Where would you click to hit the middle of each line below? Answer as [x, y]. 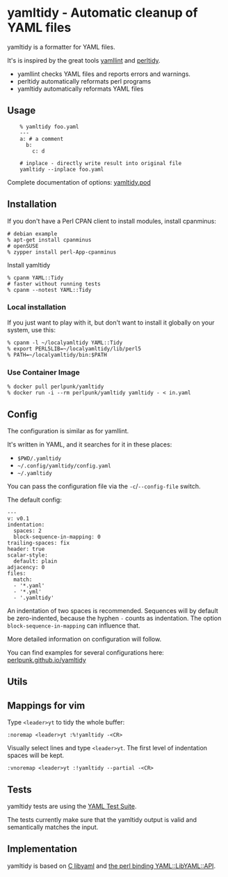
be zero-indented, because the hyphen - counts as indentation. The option [114, 618]
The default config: [35, 499]
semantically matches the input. [53, 827]
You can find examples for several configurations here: [86, 652]
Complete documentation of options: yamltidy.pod [79, 182]
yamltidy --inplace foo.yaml [62, 169]
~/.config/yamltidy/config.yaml [64, 466]
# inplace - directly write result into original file [101, 163]
